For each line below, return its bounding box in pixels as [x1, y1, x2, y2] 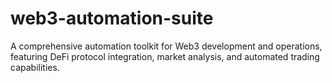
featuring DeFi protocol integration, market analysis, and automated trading [10, 50, 320, 62]
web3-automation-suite [10, 7, 214, 30]
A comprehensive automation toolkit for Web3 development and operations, [10, 40, 323, 52]
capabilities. [10, 61, 60, 73]
